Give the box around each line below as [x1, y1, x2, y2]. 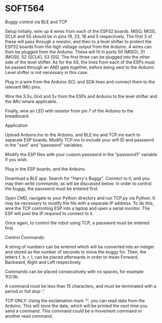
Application [5, 122, 28, 128]
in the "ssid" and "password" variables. [5, 142, 84, 148]
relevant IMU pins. [5, 84, 42, 90]
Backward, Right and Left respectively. [5, 259, 82, 265]
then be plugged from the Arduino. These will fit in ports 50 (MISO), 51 [5, 49, 145, 55]
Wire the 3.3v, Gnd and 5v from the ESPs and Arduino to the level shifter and [5, 93, 158, 99]
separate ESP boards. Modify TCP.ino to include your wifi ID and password [5, 137, 154, 143]
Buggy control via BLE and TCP [5, 19, 68, 25]
